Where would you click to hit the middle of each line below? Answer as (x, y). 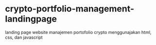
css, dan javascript (24, 37)
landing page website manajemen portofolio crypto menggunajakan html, (78, 32)
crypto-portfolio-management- (70, 9)
